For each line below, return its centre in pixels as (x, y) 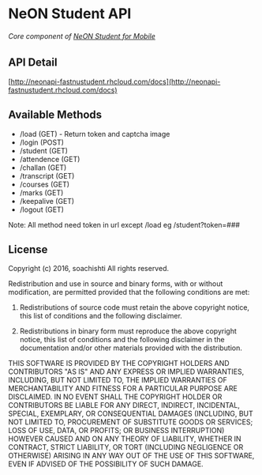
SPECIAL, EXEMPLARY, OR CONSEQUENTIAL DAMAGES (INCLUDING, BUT (131, 414)
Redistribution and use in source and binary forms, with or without (116, 284)
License (28, 250)
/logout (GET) (42, 209)
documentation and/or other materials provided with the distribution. (131, 348)
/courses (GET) (44, 184)
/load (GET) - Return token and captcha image (95, 134)
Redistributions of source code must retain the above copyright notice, (135, 307)
